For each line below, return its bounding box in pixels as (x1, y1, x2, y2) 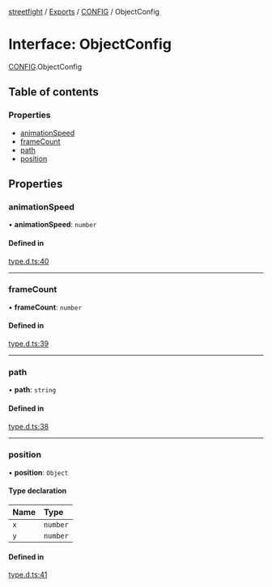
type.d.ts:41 (8, 570, 48, 580)
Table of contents (8, 85, 99, 99)
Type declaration (8, 486, 67, 496)
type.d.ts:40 (8, 256, 49, 266)
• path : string (8, 385, 57, 395)
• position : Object (8, 467, 69, 477)
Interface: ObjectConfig (8, 36, 172, 53)
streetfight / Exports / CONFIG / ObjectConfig (8, 7, 160, 16)
